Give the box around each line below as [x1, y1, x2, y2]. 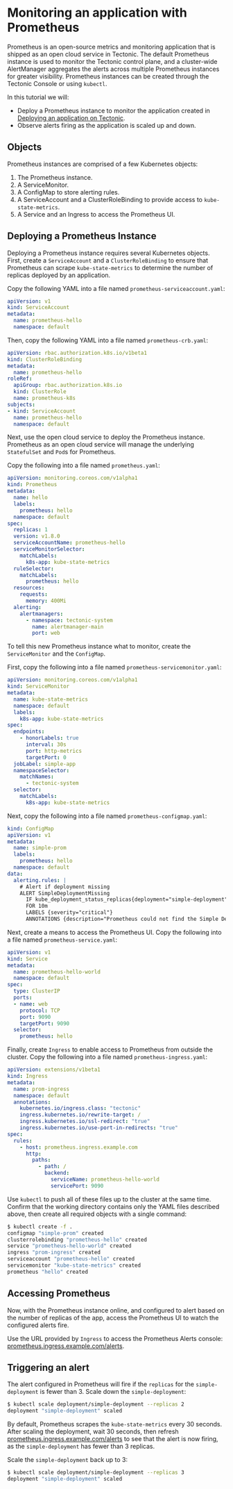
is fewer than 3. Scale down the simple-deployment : [40, 1388, 187, 1396]
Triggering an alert [7, 1362, 90, 1374]
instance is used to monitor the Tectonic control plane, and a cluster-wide [7, 57, 218, 65]
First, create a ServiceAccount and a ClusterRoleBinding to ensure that [7, 256, 209, 265]
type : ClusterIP [13, 988, 60, 995]
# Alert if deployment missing [19, 883, 110, 890]
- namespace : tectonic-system [25, 617, 113, 624]
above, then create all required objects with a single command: [7, 1210, 187, 1218]
